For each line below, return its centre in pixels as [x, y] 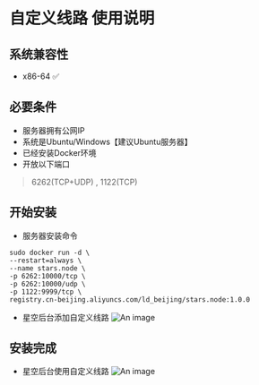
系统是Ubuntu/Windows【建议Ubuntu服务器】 [107, 141]
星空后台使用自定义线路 [65, 372]
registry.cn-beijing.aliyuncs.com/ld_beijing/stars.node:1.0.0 [130, 299]
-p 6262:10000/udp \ [48, 284]
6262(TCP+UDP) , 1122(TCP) [84, 182]
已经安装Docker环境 [59, 152]
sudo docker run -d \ [50, 252]
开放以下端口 [46, 164]
